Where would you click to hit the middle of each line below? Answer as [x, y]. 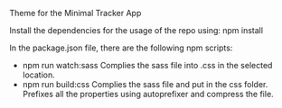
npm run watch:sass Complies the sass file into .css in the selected [147, 65]
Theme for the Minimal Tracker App [75, 13]
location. [39, 75]
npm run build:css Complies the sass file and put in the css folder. [145, 84]
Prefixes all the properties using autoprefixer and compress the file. [148, 94]
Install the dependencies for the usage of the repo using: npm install [136, 30]
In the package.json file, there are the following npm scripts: [121, 48]
